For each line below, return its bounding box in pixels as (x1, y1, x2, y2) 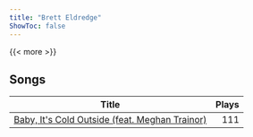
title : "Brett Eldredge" (9, 13, 102, 22)
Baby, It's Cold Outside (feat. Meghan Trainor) (13, 114, 207, 126)
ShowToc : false (9, 21, 66, 30)
